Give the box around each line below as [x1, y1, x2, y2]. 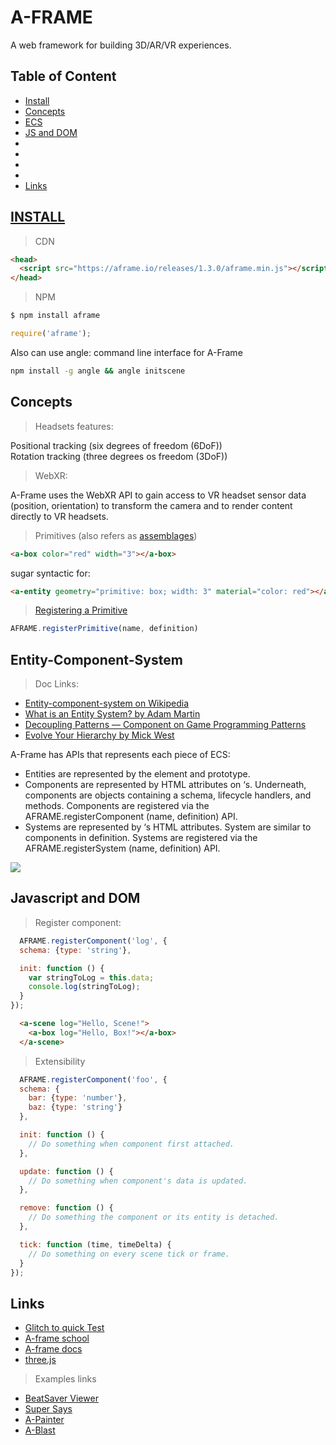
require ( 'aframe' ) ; [10, 329, 92, 339]
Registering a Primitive [34, 604, 128, 616]
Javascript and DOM [10, 890, 141, 907]
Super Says [24, 1403, 73, 1415]
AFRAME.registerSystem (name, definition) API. [24, 842, 221, 855]
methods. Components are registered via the [24, 800, 210, 812]
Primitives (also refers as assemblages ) [34, 529, 198, 541]
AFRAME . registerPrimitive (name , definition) [10, 624, 199, 634]
